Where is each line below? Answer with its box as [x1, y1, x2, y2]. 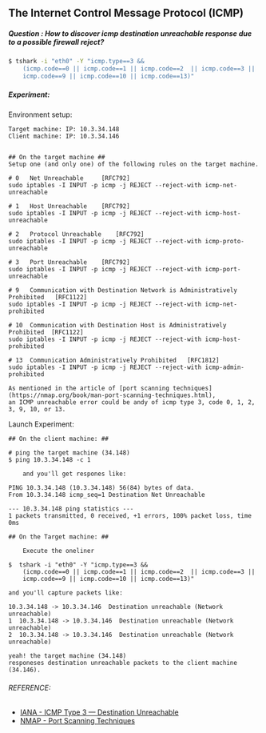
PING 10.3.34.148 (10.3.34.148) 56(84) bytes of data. [8, 483, 195, 491]
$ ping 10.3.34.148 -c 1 [8, 455, 91, 463]
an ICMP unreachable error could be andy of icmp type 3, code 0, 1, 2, [8, 398, 256, 407]
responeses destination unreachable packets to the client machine [8, 659, 238, 667]
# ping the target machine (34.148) [8, 448, 130, 457]
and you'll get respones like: [22, 470, 127, 478]
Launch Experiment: [8, 419, 74, 429]
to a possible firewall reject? [8, 37, 105, 46]
